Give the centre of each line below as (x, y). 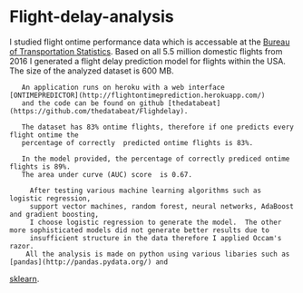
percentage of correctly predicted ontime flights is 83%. (137, 142)
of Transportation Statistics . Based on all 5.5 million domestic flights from (146, 51)
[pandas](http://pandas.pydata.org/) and (89, 262)
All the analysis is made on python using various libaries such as (158, 254)
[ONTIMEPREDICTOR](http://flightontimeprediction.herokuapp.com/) (137, 95)
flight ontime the (44, 135)
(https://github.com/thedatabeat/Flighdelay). (99, 111)
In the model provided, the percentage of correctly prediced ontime (156, 159)
